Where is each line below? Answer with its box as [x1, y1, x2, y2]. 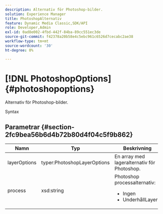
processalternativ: [114, 179, 156, 186]
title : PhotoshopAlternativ [5, 16, 62, 21]
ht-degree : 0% [5, 48, 34, 53]
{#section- [41, 123, 75, 131]
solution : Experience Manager [5, 12, 66, 17]
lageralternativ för [114, 159, 155, 166]
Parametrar [5, 123, 40, 131]
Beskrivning [123, 145, 152, 152]
